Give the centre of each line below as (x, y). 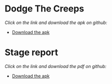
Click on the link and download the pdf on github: (56, 66)
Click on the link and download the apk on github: (56, 22)
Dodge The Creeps (44, 9)
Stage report (31, 52)
